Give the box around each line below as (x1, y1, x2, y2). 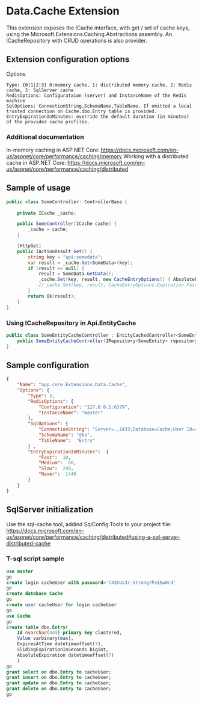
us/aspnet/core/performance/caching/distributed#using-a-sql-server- (6, 533, 181, 541)
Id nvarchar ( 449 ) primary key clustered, (17, 630, 122, 636)
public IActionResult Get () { (17, 248, 93, 254)
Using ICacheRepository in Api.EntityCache (6, 319, 136, 327)
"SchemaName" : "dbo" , (38, 432, 93, 438)
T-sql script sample (6, 554, 64, 563)
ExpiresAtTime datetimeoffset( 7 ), (17, 641, 103, 647)
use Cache (6, 613, 31, 619)
